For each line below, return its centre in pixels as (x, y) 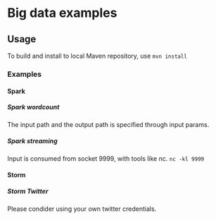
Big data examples (62, 13)
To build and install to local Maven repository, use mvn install (97, 56)
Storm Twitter (28, 191)
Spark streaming (32, 141)
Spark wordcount (33, 107)
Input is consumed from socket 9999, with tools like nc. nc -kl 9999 (106, 159)
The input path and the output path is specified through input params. (108, 125)
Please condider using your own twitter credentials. (82, 209)
